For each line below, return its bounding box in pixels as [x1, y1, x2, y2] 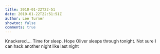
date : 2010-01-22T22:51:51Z [5, 12, 62, 16]
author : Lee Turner [5, 16, 45, 21]
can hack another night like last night [5, 43, 79, 49]
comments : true [5, 25, 36, 30]
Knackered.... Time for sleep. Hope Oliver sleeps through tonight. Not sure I [5, 38, 156, 44]
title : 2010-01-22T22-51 [5, 7, 55, 12]
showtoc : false [5, 20, 36, 26]
